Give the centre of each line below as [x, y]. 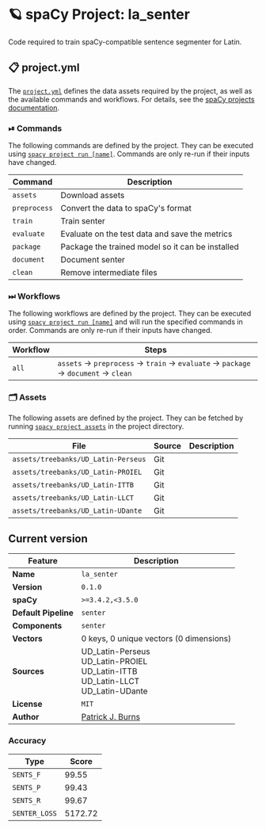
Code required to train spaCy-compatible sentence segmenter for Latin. [125, 42]
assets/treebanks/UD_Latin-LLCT [73, 498]
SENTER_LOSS [35, 813]
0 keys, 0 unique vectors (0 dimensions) [156, 639]
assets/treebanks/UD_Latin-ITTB [73, 485]
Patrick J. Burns [111, 717]
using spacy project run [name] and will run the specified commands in [125, 322]
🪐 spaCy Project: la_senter [99, 15]
